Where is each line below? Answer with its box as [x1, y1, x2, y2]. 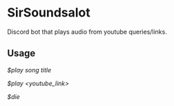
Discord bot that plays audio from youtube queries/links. [7, 28, 167, 36]
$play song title [7, 65, 52, 74]
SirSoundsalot [7, 5, 91, 21]
